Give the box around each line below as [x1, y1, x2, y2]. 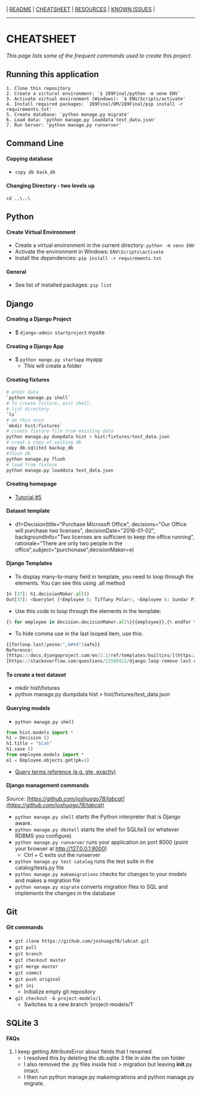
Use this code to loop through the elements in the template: [14, 607, 162, 614]
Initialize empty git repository [23, 988, 96, 995]
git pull [14, 944, 37, 950]
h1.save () [6, 746, 33, 752]
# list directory [6, 406, 50, 412]
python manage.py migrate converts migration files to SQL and [14, 883, 168, 890]
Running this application [6, 70, 99, 80]
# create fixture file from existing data [6, 428, 114, 434]
